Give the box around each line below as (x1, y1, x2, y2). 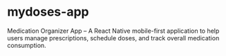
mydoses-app (7, 4, 89, 20)
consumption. (7, 41, 46, 49)
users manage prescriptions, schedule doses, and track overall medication (7, 33, 220, 42)
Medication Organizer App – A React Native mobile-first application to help (7, 27, 220, 35)
